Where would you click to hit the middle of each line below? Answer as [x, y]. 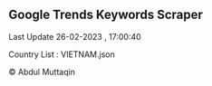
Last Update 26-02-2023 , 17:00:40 [75, 36]
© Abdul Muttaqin [42, 72]
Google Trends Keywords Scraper [106, 15]
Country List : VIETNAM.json [62, 54]
